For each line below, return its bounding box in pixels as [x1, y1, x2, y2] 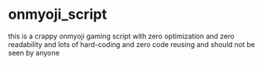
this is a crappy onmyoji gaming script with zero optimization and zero [8, 31, 235, 41]
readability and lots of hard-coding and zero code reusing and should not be [8, 39, 255, 49]
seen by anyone [8, 48, 60, 57]
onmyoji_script [8, 5, 108, 23]
